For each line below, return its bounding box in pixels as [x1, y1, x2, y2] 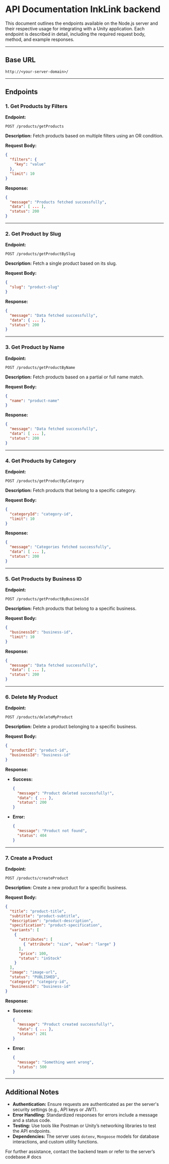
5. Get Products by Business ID [5, 575, 82, 582]
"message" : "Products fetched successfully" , [10, 200, 107, 205]
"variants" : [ [10, 928, 39, 933]
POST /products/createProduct [5, 876, 69, 881]
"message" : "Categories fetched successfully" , [10, 545, 112, 550]
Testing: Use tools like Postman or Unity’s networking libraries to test [12, 1123, 156, 1129]
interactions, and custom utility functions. [12, 1139, 99, 1145]
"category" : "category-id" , [10, 979, 69, 984]
